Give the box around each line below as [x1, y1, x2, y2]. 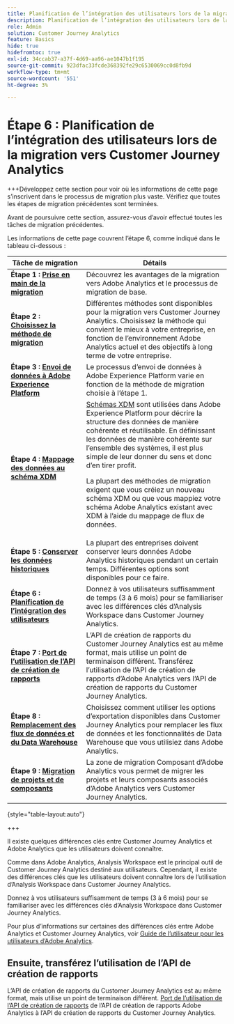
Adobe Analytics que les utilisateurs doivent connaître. [7, 844, 164, 853]
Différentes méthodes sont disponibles [86, 299, 213, 309]
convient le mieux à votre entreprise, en [86, 325, 216, 334]
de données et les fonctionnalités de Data [86, 729, 222, 738]
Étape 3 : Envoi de [10, 362, 72, 372]
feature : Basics [7, 36, 54, 43]
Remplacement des [10, 720, 77, 730]
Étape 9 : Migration [10, 766, 75, 776]
